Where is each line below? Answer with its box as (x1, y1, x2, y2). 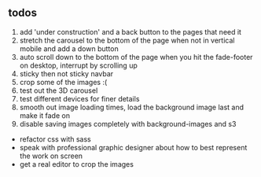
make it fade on (19, 110, 71, 120)
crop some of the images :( (19, 77, 108, 87)
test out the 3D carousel (19, 86, 98, 95)
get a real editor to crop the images (19, 159, 134, 168)
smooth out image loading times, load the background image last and (19, 102, 244, 112)
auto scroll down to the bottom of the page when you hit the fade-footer (19, 52, 253, 61)
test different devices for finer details (19, 94, 140, 103)
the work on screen (19, 151, 83, 160)
